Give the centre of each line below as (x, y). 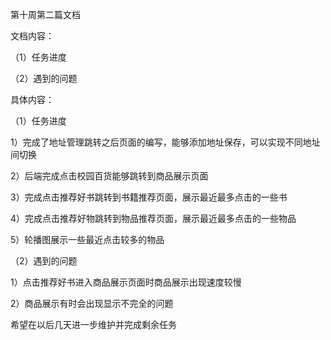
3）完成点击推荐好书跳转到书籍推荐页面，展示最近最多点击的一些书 (149, 197)
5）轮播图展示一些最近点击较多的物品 (87, 239)
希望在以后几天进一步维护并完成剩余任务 (93, 324)
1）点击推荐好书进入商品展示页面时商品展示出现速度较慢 (126, 282)
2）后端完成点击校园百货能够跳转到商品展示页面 (109, 176)
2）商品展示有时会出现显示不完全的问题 (92, 303)
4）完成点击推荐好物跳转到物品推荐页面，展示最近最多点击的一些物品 (153, 218)
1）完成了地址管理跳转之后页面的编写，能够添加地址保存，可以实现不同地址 (165, 142)
